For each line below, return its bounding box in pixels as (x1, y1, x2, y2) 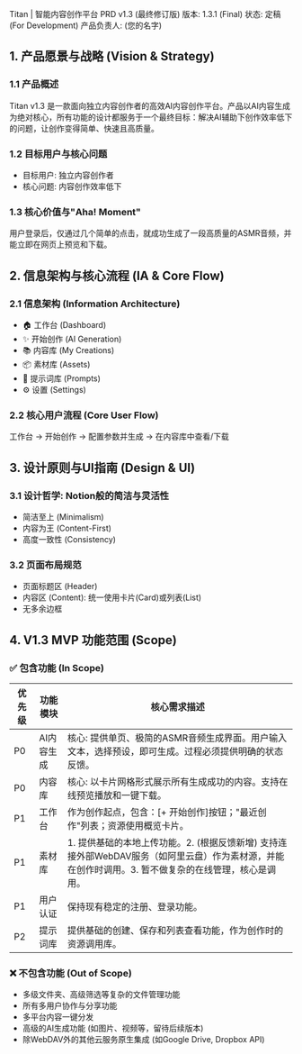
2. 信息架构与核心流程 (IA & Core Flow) (9, 268, 225, 283)
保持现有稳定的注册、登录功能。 (67, 900, 203, 913)
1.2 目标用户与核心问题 (9, 148, 108, 160)
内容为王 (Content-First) (22, 522, 112, 533)
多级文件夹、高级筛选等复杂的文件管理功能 (22, 989, 181, 1000)
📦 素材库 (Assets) (22, 359, 91, 369)
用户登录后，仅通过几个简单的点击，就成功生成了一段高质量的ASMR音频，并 (9, 228, 292, 239)
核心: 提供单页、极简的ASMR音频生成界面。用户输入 (67, 731, 288, 744)
